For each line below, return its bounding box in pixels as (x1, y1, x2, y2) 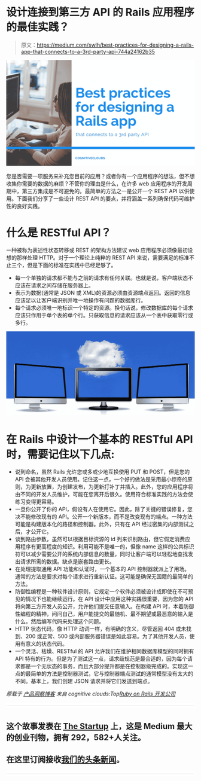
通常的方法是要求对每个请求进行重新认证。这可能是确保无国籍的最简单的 (14, 573, 193, 580)
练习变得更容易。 (14, 498, 57, 505)
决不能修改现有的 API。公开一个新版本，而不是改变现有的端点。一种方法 (14, 513, 193, 520)
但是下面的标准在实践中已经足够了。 (26, 261, 117, 269)
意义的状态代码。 (25, 640, 68, 648)
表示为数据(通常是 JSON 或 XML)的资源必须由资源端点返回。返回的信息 (14, 289, 191, 297)
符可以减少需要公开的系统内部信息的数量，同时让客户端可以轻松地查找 (14, 551, 188, 558)
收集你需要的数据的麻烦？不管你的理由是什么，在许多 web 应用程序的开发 (6, 180, 187, 187)
